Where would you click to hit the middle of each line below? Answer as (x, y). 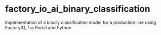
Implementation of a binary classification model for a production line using (81, 22)
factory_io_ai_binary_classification (78, 9)
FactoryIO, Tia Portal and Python (38, 27)
